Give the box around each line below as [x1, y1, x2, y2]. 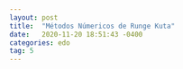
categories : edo [9, 38, 70, 47]
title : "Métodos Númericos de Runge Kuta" [9, 22, 176, 30]
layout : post [9, 13, 59, 22]
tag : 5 [9, 47, 34, 56]
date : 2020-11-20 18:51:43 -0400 [9, 30, 143, 39]
